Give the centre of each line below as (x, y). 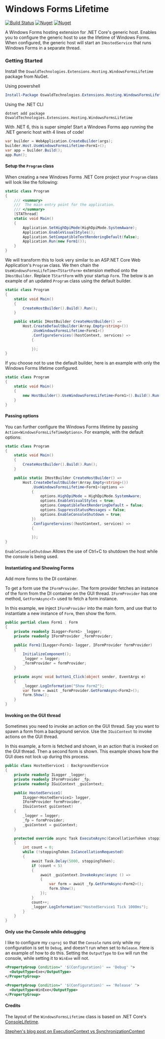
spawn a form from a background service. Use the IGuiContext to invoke (79, 732)
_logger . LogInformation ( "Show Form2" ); (64, 686)
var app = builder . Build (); (34, 150)
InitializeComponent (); (47, 654)
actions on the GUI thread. (32, 737)
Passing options (22, 416)
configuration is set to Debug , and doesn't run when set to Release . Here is (80, 948)
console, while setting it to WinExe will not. (47, 958)
